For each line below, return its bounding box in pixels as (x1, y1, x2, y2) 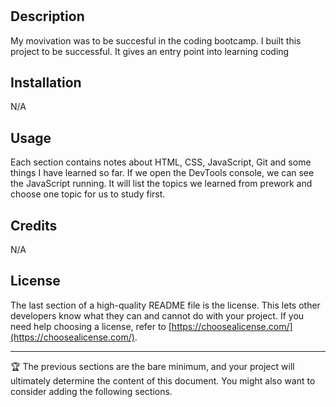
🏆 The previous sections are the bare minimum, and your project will (10, 360, 295, 372)
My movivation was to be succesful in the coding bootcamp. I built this (10, 34, 302, 47)
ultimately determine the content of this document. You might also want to (10, 374, 316, 387)
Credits (10, 217, 58, 234)
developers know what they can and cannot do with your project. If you (10, 309, 305, 322)
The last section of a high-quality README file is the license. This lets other (10, 299, 321, 311)
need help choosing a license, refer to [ (10, 320, 172, 332)
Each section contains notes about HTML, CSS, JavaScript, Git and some (10, 156, 312, 168)
